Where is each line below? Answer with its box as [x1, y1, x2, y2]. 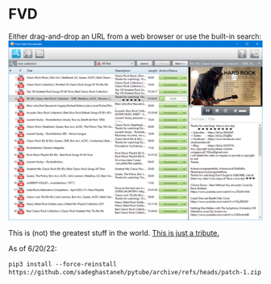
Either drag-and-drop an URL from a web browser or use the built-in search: [8, 31, 262, 41]
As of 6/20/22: [8, 244, 57, 253]
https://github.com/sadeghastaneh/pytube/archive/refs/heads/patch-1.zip [8, 269, 262, 277]
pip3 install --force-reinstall [8, 261, 117, 269]
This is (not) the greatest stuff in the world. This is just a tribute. [8, 228, 219, 238]
